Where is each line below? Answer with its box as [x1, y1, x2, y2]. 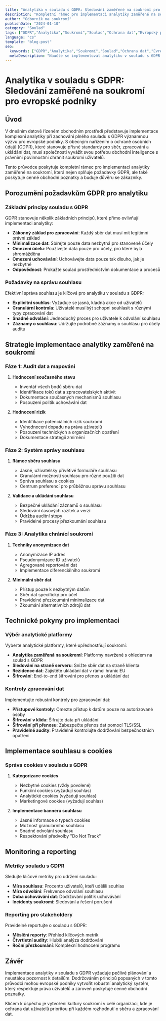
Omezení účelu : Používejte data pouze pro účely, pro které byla [12, 246, 142, 252]
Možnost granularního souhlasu [19, 823, 84, 829]
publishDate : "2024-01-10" [5, 21, 61, 26]
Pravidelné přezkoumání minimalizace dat [19, 597, 105, 603]
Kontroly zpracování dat [5, 685, 64, 692]
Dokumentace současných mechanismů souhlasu [19, 394, 121, 400]
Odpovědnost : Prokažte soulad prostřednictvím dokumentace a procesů [12, 266, 161, 272]
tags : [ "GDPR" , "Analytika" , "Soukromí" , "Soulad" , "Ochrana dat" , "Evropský [5, 30, 158, 35]
